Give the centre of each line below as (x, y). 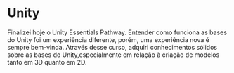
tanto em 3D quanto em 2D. (47, 62)
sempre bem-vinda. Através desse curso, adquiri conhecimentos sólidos (112, 47)
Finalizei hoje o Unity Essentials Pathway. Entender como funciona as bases (117, 32)
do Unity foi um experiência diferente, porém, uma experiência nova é (108, 39)
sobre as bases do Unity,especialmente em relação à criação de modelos (113, 55)
